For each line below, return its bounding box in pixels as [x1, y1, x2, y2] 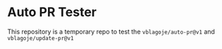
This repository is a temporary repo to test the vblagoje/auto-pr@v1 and [7, 27, 215, 36]
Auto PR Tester [7, 4, 97, 20]
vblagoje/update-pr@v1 [7, 34, 74, 42]
